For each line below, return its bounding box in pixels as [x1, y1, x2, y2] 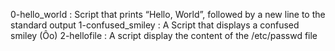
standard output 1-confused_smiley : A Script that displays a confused [10, 19, 300, 31]
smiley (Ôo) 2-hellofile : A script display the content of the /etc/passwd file [10, 30, 318, 41]
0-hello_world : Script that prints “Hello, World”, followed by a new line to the [10, 9, 326, 20]
